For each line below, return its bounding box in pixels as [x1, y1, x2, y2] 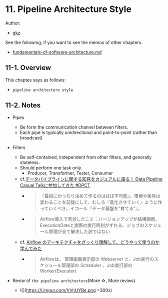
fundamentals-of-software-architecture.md [12, 49, 102, 55]
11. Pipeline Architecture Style [5, 3, 131, 15]
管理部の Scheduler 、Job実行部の [61, 262, 132, 268]
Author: [5, 20, 21, 26]
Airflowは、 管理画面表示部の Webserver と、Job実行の [39, 256, 154, 262]
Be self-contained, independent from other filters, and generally [19, 154, 152, 160]
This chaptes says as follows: [5, 76, 66, 83]
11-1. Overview [5, 63, 51, 72]
